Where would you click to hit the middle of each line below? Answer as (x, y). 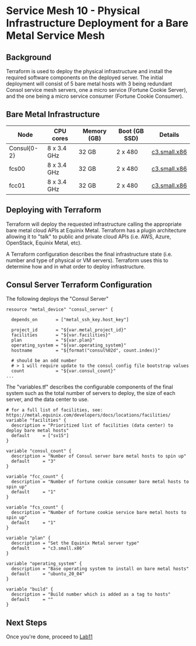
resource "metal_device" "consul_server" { (60, 310)
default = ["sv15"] (40, 436)
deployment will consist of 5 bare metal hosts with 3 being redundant (89, 84)
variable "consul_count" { (39, 451)
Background (29, 57)
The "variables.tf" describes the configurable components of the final (90, 387)
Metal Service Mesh (55, 36)
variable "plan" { (28, 538)
